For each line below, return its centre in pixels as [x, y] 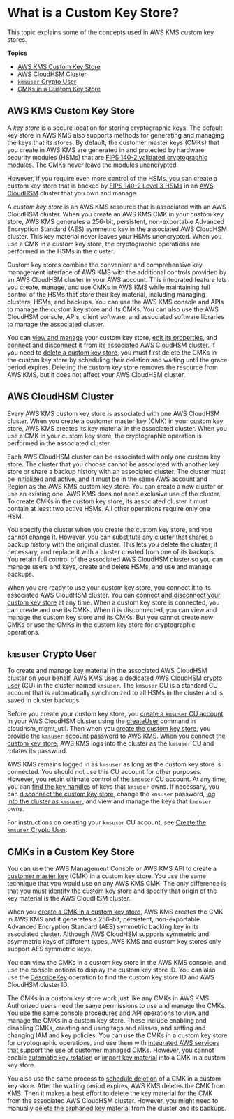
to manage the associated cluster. [56, 324]
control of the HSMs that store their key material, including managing [107, 294]
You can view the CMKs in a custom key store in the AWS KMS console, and [117, 963]
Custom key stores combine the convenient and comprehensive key [105, 265]
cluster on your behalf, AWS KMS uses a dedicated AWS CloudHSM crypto [115, 678]
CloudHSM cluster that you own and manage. [73, 193]
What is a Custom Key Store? [93, 13]
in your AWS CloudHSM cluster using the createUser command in [102, 721]
